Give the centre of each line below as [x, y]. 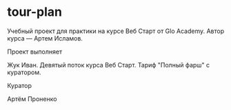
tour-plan [34, 12]
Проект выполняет [35, 52]
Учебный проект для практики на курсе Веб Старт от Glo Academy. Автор [116, 31]
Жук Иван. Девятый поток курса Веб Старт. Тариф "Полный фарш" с [109, 65]
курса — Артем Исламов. [45, 38]
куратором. [24, 72]
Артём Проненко [32, 99]
